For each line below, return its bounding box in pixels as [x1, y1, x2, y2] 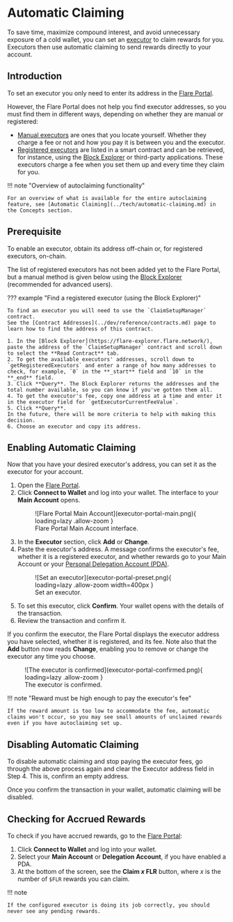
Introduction [7, 70, 63, 82]
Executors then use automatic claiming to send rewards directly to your [7, 43, 211, 51]
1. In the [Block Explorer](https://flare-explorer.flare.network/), [7, 337, 214, 344]
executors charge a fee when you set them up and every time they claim [17, 160, 225, 169]
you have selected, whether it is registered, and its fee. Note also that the [7, 638, 217, 646]
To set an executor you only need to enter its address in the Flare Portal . [7, 89, 214, 97]
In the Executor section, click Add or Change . [17, 538, 150, 546]
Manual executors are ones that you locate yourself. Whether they [17, 130, 207, 139]
